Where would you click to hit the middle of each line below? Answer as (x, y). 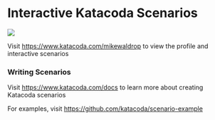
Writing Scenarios (39, 72)
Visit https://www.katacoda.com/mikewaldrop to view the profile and (108, 46)
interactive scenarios (38, 53)
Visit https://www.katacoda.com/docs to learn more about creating (105, 87)
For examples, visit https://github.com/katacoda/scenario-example (105, 109)
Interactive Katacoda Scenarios (103, 13)
